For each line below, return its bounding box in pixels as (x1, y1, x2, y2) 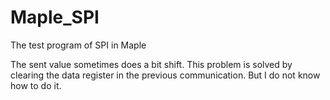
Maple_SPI (10, 6, 100, 29)
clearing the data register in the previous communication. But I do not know (10, 69, 321, 81)
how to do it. (10, 79, 62, 91)
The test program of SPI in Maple (10, 39, 147, 51)
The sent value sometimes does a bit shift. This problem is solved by (10, 58, 293, 70)
